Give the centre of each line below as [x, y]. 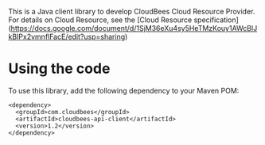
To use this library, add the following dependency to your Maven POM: [124, 90]
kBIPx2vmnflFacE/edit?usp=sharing [67, 36]
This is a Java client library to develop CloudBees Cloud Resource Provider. [132, 11]
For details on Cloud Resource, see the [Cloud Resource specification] [123, 20]
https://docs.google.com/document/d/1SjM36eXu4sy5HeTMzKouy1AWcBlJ [134, 28]
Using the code [59, 69]
